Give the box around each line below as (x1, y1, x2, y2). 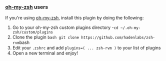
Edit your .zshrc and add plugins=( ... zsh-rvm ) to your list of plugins (12, 45, 161, 51)
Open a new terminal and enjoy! (12, 50, 78, 56)
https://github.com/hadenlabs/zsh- (80, 35, 155, 40)
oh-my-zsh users (5, 3, 48, 10)
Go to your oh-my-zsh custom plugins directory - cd (12, 24, 118, 30)
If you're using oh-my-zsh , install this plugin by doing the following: (5, 15, 144, 21)
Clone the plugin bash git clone (12, 34, 79, 40)
